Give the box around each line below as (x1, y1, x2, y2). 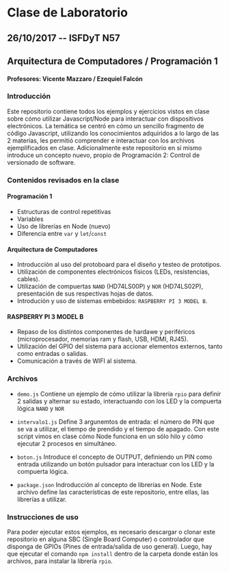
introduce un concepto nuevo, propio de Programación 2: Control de (7, 151, 200, 159)
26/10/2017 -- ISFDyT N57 (7, 32, 120, 44)
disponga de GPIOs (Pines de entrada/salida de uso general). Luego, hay (7, 542, 213, 550)
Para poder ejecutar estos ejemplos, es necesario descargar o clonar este (7, 527, 215, 536)
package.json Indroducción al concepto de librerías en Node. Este (16, 480, 202, 488)
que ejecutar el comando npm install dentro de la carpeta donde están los (7, 549, 219, 558)
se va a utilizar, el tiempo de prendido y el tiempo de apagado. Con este (16, 425, 220, 433)
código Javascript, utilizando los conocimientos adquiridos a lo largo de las (7, 129, 219, 137)
